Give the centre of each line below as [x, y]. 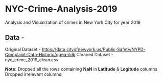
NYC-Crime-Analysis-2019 [61, 9]
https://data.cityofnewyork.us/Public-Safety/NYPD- [93, 49]
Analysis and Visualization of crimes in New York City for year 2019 [73, 22]
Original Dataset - [23, 49]
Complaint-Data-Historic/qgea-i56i [40, 54]
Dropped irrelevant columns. [34, 74]
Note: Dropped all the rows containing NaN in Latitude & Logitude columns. [82, 69]
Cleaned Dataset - [95, 54]
